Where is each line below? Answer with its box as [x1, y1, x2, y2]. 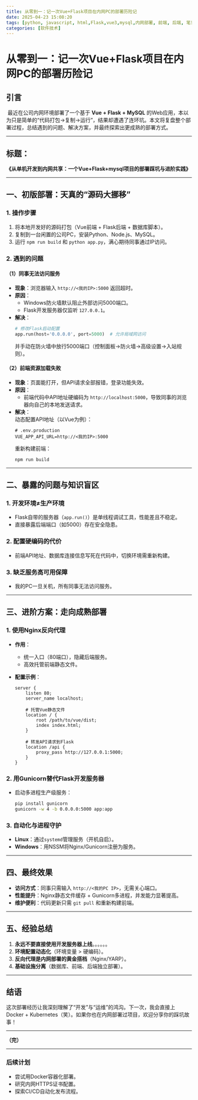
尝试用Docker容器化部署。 [14, 1073, 80, 1080]
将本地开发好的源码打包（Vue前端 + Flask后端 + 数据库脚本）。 [14, 223, 166, 230]
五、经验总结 [6, 923, 53, 933]
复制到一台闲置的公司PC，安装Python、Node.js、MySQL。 [14, 231, 159, 238]
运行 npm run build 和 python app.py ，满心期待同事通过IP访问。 [14, 238, 170, 245]
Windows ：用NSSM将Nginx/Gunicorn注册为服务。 [14, 843, 138, 850]
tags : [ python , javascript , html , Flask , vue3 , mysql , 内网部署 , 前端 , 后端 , [6, 19, 184, 25]
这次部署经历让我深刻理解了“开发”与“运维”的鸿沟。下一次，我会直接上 [6, 1004, 176, 1011]
